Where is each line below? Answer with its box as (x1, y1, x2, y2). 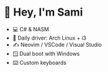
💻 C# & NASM (12, 25, 49, 32)
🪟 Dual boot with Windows (12, 50, 80, 57)
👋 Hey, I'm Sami (4, 5, 83, 19)
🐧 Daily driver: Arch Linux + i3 (12, 34, 86, 41)
